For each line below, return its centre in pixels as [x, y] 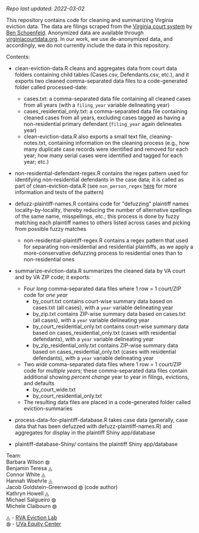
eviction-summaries [48, 408]
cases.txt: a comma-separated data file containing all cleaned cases [107, 99]
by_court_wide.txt [54, 389]
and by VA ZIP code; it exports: [53, 277]
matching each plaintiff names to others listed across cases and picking [102, 223]
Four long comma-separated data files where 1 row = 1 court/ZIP [102, 288]
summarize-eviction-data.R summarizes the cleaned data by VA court [100, 271]
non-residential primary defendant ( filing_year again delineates [103, 124]
